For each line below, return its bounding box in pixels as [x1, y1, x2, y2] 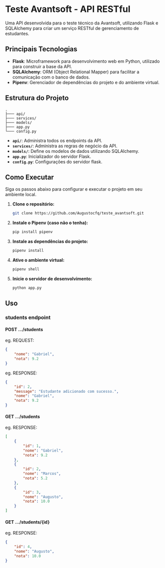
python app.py [12, 285, 42, 290]
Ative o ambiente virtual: [12, 257, 65, 263]
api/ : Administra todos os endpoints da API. [12, 137, 103, 143]
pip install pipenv [12, 229, 53, 234]
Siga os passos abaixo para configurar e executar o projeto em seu [5, 186, 143, 192]
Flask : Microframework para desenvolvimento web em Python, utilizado [12, 58, 160, 64]
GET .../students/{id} [5, 519, 50, 525]
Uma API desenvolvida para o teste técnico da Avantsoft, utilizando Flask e [5, 20, 159, 26]
